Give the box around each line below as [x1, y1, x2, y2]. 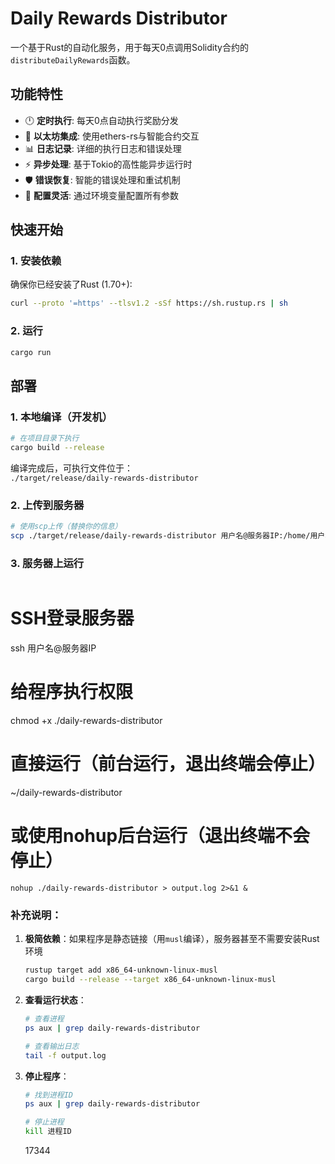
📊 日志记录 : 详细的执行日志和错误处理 [24, 142, 182, 154]
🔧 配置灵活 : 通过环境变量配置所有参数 [24, 189, 179, 201]
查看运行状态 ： [24, 994, 87, 1006]
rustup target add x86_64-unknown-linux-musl [24, 965, 218, 976]
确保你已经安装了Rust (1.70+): [10, 278, 133, 291]
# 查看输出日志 [24, 1041, 80, 1051]
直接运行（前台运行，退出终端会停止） [10, 753, 327, 776]
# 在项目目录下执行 [10, 433, 80, 444]
